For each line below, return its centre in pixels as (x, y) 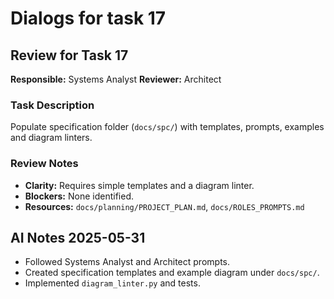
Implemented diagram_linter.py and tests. (112, 283)
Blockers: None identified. (79, 196)
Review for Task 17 (69, 55)
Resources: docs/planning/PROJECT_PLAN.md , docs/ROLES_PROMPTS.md (164, 206)
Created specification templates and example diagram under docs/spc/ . (172, 273)
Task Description (52, 105)
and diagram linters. (51, 138)
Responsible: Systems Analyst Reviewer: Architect (116, 79)
